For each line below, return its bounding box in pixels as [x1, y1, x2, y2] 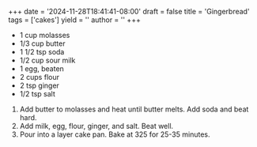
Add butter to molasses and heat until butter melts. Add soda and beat [19, 104, 249, 114]
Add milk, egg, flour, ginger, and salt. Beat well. [19, 122, 174, 130]
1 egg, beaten [19, 64, 65, 73]
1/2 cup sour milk [19, 55, 76, 65]
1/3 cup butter [19, 39, 66, 48]
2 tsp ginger [19, 81, 59, 90]
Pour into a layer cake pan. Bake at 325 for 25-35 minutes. [19, 130, 210, 139]
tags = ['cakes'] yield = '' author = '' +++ [8, 15, 141, 24]
